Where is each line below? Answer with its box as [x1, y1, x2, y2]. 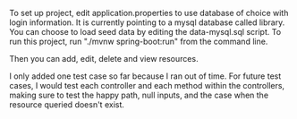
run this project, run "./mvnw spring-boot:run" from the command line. [9, 36, 268, 47]
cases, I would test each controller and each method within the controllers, [9, 81, 284, 90]
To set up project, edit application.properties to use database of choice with [9, 8, 289, 18]
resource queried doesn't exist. [9, 99, 125, 110]
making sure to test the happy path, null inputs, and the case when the [9, 89, 269, 100]
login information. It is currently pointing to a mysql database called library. [9, 17, 285, 28]
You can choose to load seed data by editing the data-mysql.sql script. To [9, 27, 282, 37]
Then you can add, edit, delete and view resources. [9, 54, 199, 64]
